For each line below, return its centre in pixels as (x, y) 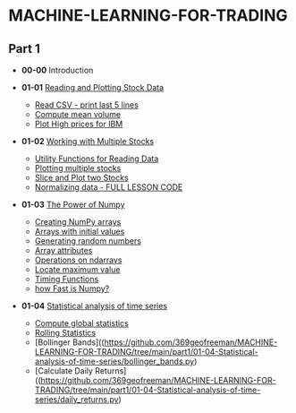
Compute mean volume (78, 114)
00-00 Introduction (57, 70)
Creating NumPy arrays (78, 222)
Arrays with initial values (80, 231)
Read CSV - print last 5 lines (87, 105)
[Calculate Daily (63, 371)
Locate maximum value (77, 269)
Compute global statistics (81, 323)
